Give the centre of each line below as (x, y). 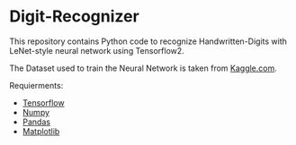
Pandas (36, 122)
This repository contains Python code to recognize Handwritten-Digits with (148, 41)
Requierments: (36, 85)
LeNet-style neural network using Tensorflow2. (97, 50)
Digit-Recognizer (74, 17)
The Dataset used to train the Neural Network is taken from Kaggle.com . (143, 68)
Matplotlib (41, 131)
